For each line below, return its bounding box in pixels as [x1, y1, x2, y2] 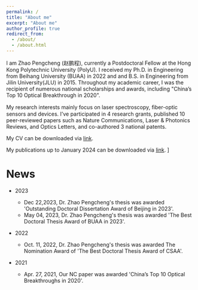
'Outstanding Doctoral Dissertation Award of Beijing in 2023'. [23, 205, 174, 212]
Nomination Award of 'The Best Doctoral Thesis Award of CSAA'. [23, 247, 184, 255]
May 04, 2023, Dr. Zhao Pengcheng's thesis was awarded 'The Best [23, 211, 192, 219]
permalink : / [6, 8, 39, 15]
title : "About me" [6, 14, 52, 20]
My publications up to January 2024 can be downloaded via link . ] [6, 146, 169, 153]
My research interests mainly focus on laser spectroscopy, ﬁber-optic [6, 103, 178, 111]
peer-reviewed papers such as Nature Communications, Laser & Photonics [6, 116, 190, 123]
